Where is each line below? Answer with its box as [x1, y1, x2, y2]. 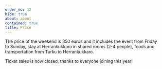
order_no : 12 [5, 7, 32, 12]
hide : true [5, 12, 27, 17]
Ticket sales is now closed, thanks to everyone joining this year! [5, 58, 133, 64]
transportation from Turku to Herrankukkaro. [5, 49, 94, 55]
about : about [5, 16, 32, 21]
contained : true [5, 20, 38, 26]
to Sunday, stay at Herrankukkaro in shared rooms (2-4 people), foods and [5, 44, 155, 50]
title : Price [5, 25, 32, 30]
